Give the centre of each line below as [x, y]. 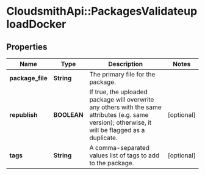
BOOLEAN [68, 115]
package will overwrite [122, 99]
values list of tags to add [124, 155]
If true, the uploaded [118, 92]
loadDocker [36, 24]
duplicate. [103, 138]
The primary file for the [122, 74]
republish [23, 115]
